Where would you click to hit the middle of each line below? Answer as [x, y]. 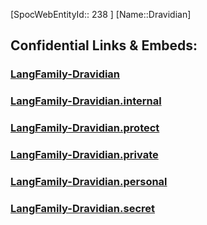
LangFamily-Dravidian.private [84, 155]
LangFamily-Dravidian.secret [83, 208]
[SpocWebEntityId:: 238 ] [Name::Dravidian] [101, 14]
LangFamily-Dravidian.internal [86, 101]
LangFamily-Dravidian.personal [89, 181]
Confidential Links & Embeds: [104, 45]
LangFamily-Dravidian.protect [85, 128]
